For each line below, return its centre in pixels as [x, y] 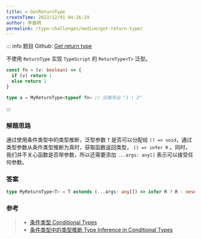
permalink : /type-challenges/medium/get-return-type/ [75, 28]
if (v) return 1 [32, 76]
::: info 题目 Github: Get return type [49, 46]
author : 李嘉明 [24, 23]
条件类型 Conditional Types [63, 222]
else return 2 [29, 81]
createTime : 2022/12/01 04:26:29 [48, 17]
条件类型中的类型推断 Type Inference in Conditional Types [101, 230]
